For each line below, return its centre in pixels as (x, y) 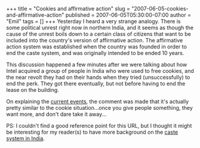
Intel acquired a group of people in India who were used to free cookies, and (100, 71)
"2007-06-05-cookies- (160, 9)
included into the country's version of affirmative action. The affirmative (95, 40)
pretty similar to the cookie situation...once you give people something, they (99, 108)
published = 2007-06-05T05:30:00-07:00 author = (128, 15)
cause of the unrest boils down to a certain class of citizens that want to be (99, 34)
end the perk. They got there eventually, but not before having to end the (96, 84)
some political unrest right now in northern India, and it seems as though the (100, 27)
